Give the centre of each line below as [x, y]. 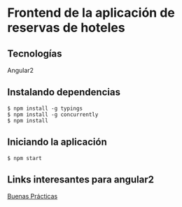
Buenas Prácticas [33, 197]
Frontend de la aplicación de [91, 13]
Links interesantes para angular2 [80, 180]
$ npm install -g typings [45, 108]
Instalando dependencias [64, 92]
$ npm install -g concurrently [53, 114]
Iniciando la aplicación [57, 142]
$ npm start [24, 158]
